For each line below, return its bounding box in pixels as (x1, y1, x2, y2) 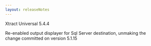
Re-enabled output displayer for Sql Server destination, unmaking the (5, 30, 147, 36)
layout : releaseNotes (5, 7, 50, 12)
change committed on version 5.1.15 (5, 35, 77, 41)
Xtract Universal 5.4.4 (5, 21, 50, 26)
